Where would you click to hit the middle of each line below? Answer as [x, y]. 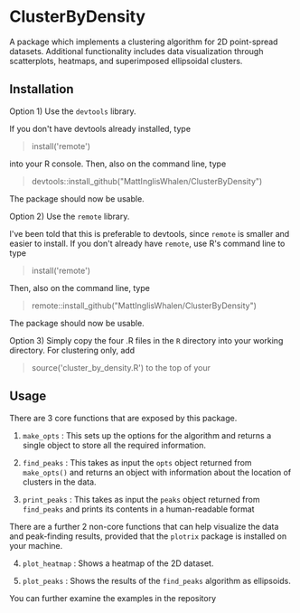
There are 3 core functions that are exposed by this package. [123, 418]
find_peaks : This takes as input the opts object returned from [137, 462]
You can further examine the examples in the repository [113, 598]
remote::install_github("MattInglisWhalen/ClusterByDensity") [144, 306]
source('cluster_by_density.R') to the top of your [121, 367]
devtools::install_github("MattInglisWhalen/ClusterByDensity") [147, 181]
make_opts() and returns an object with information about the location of [157, 472]
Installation [42, 89]
